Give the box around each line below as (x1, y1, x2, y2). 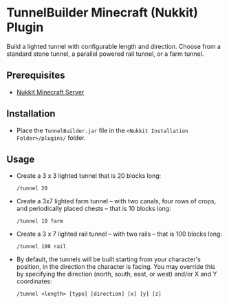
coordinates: (16, 277, 52, 285)
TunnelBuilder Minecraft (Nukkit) (6, 5, 199, 21)
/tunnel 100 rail (16, 243, 67, 250)
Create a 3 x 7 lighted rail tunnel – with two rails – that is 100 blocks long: (16, 230, 223, 239)
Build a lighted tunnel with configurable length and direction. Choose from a (6, 42, 221, 50)
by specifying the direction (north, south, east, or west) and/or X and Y (16, 270, 217, 278)
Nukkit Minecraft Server (16, 88, 85, 96)
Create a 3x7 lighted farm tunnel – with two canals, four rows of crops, (16, 197, 217, 205)
